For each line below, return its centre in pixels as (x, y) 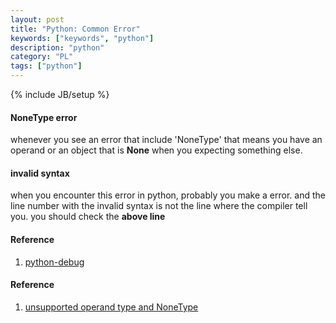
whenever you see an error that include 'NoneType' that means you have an (166, 140)
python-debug (54, 262)
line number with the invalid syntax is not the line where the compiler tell (159, 206)
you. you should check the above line (88, 217)
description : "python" (57, 47)
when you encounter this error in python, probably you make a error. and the (168, 195)
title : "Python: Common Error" (75, 29)
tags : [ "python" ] (46, 66)
